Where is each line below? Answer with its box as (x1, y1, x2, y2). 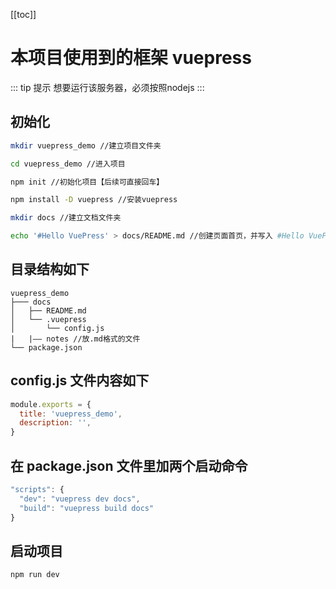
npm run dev (10, 570, 60, 580)
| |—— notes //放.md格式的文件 (10, 334, 141, 344)
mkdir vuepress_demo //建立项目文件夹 (10, 140, 162, 151)
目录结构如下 (10, 261, 90, 278)
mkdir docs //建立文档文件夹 (10, 213, 122, 223)
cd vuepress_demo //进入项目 (10, 159, 126, 169)
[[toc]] (10, 9, 37, 20)
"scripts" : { (10, 484, 65, 494)
